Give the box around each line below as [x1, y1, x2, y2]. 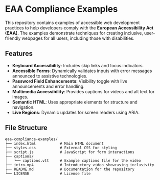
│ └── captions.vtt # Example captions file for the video [5, 158, 141, 163]
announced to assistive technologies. [12, 73, 88, 79]
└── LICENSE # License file [5, 171, 91, 176]
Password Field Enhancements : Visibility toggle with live [12, 78, 128, 84]
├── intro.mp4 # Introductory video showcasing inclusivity [5, 162, 154, 167]
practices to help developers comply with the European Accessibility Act [5, 25, 154, 30]
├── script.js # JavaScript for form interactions [5, 150, 135, 154]
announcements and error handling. [12, 83, 85, 89]
